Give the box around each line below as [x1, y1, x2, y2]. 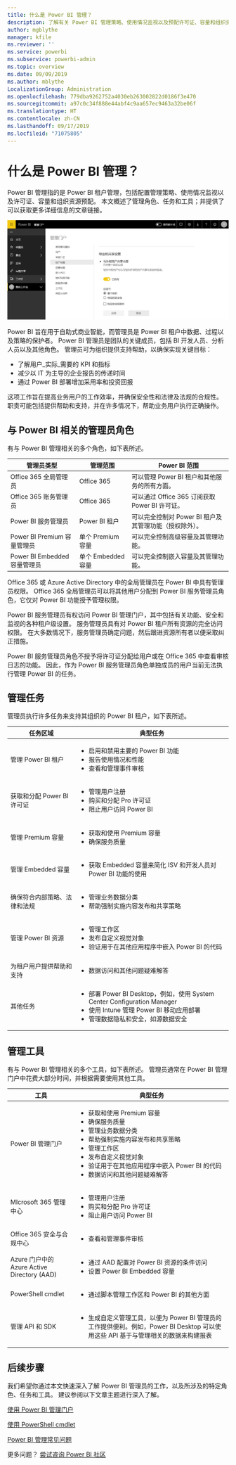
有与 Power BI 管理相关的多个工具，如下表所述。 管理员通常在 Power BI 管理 [7, 1066, 228, 1074]
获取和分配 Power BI [10, 792, 69, 800]
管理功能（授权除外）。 [137, 521, 202, 530]
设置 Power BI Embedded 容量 [88, 1267, 176, 1275]
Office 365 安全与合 [10, 1230, 68, 1239]
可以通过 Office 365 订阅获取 [131, 492, 216, 501]
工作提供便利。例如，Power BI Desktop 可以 [88, 1322, 216, 1331]
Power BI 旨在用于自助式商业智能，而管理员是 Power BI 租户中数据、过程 [7, 328, 218, 336]
